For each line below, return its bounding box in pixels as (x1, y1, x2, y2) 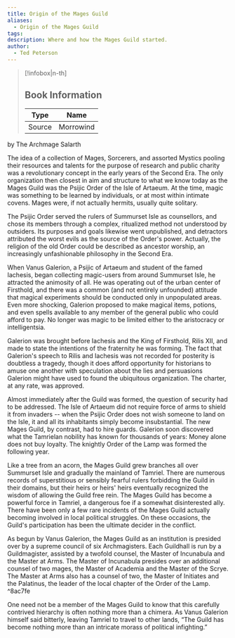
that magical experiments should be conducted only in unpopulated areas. (7, 293, 222, 301)
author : (7, 43, 30, 50)
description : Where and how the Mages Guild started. (7, 37, 168, 44)
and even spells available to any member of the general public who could (7, 307, 219, 317)
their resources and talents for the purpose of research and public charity (7, 161, 220, 170)
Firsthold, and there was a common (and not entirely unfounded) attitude (7, 286, 217, 294)
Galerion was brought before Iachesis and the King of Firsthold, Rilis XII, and (7, 336, 228, 345)
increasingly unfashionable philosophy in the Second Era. (7, 249, 173, 257)
